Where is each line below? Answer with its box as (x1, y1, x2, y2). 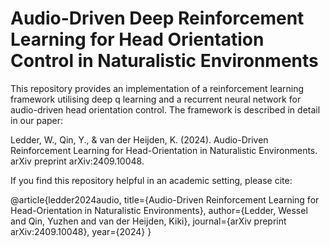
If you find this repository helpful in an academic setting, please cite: (10, 174, 293, 186)
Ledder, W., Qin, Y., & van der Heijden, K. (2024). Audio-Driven (10, 133, 269, 146)
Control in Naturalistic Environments (10, 50, 319, 72)
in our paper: (10, 114, 64, 126)
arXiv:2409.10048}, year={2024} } (10, 225, 152, 237)
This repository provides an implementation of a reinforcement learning (10, 82, 305, 94)
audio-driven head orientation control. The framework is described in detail (10, 103, 321, 116)
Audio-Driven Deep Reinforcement (10, 7, 305, 30)
